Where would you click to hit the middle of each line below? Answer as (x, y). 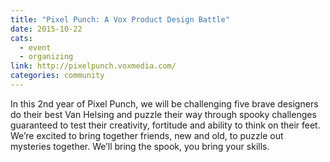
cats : (21, 38)
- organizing (46, 57)
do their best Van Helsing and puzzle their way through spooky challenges (163, 114)
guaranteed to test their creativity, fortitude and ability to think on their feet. (165, 125)
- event (35, 47)
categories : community (57, 76)
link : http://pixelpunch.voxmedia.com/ (93, 66)
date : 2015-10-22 (46, 29)
